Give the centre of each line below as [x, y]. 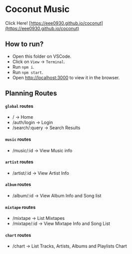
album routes [18, 184]
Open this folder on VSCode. [42, 56]
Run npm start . [28, 72]
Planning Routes [31, 93]
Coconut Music [37, 9]
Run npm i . [23, 67]
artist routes [19, 162]
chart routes [18, 235]
